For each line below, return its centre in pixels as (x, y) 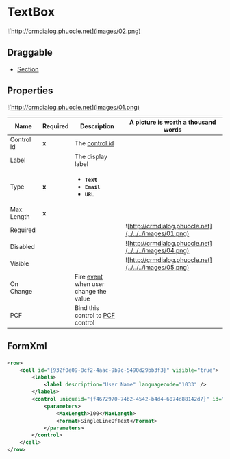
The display (91, 156)
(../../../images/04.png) (157, 250)
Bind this (87, 308)
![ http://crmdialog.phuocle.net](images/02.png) (74, 31)
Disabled (23, 247)
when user (89, 284)
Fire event (89, 277)
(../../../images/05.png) (157, 267)
